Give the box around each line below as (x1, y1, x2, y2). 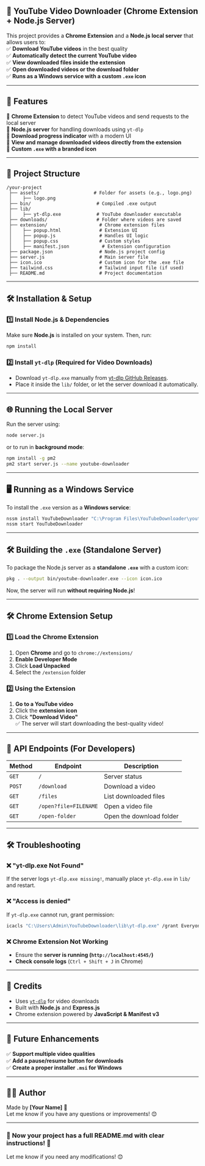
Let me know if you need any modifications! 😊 (6, 1153, 123, 1160)
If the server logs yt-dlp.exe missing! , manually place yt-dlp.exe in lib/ (6, 875, 191, 883)
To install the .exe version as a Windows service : (6, 503, 131, 511)
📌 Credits (6, 981, 43, 992)
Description (124, 762, 159, 770)
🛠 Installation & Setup (6, 293, 92, 303)
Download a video (103, 782, 156, 790)
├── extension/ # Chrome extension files (9, 222, 165, 228)
